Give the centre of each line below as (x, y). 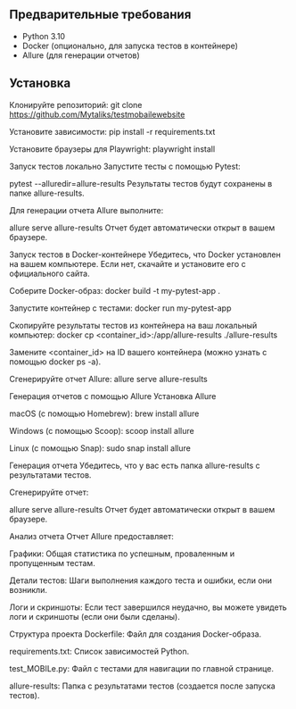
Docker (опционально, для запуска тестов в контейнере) (130, 46)
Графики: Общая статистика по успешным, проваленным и (122, 554)
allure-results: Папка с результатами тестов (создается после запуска (143, 686)
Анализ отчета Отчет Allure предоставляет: (91, 536)
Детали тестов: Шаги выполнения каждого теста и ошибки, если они (141, 580)
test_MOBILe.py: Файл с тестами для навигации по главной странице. (142, 668)
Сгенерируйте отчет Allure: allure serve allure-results (108, 379)
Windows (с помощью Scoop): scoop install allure (102, 430)
